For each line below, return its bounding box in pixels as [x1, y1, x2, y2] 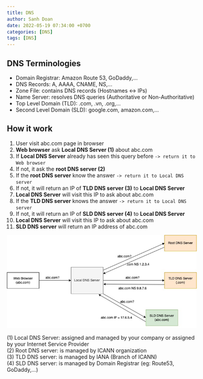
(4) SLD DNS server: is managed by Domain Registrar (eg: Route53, [7, 360, 174, 367]
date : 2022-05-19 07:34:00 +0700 [7, 22, 91, 28]
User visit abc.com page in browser [15, 139, 104, 147]
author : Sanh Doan [7, 16, 53, 22]
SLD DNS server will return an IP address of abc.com [15, 223, 148, 230]
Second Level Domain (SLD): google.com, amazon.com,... [15, 106, 159, 113]
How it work [7, 124, 53, 134]
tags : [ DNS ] [7, 35, 37, 42]
